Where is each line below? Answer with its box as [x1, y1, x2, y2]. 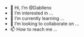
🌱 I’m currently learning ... [10, 15, 65, 21]
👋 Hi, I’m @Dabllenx [10, 5, 52, 10]
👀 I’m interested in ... [10, 10, 53, 16]
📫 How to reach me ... [10, 26, 58, 32]
